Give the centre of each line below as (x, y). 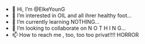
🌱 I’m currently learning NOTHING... (55, 22)
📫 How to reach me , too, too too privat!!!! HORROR (75, 35)
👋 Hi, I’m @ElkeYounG (38, 9)
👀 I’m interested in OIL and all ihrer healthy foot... (72, 15)
